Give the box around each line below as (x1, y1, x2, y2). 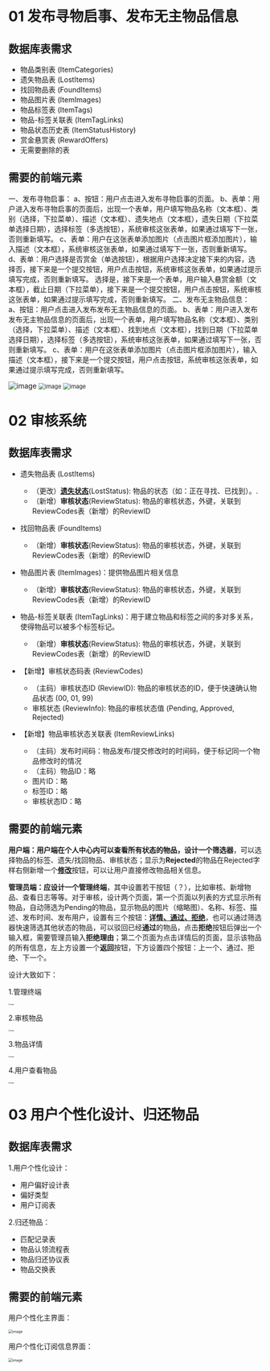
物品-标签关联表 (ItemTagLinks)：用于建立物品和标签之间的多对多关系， (19, 611, 258, 621)
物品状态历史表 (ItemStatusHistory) (19, 126, 137, 134)
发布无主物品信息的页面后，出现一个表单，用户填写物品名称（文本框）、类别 (8, 315, 259, 324)
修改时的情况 (39, 755, 82, 765)
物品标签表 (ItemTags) (19, 105, 93, 114)
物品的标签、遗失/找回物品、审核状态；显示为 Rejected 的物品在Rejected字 (14, 854, 260, 865)
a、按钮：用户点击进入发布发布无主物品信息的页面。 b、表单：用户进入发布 (8, 304, 259, 314)
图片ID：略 (31, 776, 68, 785)
